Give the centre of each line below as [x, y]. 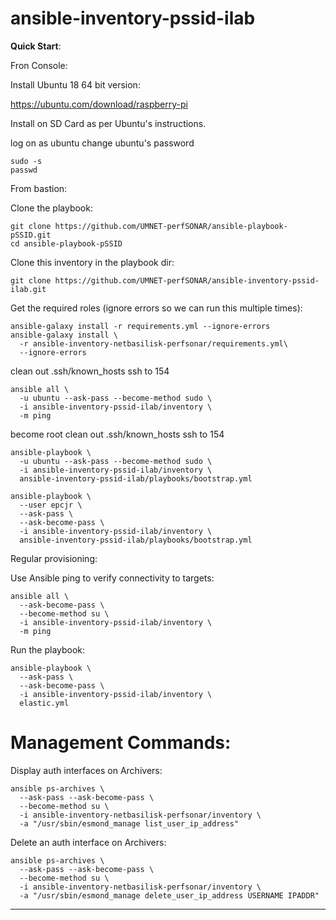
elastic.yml [44, 703]
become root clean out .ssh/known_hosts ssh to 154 [117, 434]
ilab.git [28, 289]
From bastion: [39, 188]
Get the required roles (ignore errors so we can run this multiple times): [156, 308]
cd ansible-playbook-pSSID [66, 243]
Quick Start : [36, 46]
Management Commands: [121, 743]
